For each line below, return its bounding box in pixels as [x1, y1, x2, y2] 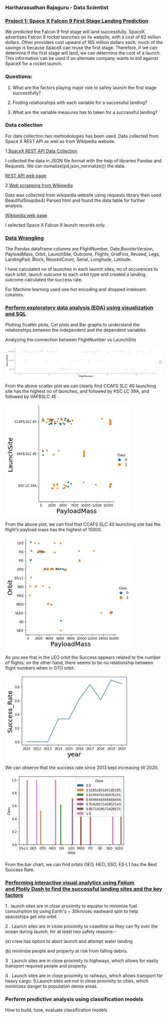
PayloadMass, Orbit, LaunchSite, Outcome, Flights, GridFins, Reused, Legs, [5, 251, 160, 257]
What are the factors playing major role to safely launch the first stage [12, 84, 156, 90]
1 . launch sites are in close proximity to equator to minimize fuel [5, 903, 137, 909]
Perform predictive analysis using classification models [5, 996, 143, 1003]
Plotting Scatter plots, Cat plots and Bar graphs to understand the [5, 322, 140, 328]
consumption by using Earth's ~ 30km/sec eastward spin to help [5, 909, 138, 915]
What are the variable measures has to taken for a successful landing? [12, 109, 157, 115]
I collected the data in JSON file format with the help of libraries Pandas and [5, 157, 161, 163]
